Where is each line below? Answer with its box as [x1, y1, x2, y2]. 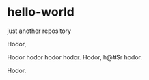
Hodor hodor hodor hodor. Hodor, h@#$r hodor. [7, 53, 142, 62]
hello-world [7, 4, 75, 20]
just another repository [7, 27, 72, 35]
